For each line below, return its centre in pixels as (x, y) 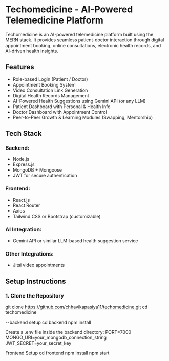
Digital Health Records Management (51, 95)
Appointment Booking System (44, 84)
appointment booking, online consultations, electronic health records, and (83, 45)
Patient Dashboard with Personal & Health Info (61, 107)
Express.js (24, 164)
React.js (21, 200)
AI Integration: (24, 229)
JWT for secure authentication (45, 176)
